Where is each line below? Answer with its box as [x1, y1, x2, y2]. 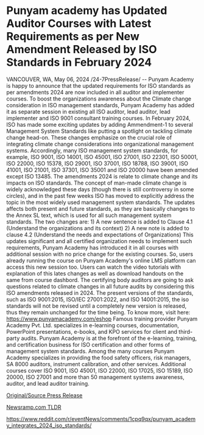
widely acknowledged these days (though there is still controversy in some [6, 185, 194, 193]
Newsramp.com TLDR [6, 403, 62, 411]
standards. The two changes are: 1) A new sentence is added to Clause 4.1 [6, 217, 193, 225]
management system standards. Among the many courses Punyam [6, 347, 175, 355]
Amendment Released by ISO [6, 43, 157, 57]
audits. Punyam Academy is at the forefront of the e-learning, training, [21, 334, 197, 342]
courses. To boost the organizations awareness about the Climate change [6, 95, 192, 102]
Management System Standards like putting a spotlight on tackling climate [6, 127, 193, 135]
